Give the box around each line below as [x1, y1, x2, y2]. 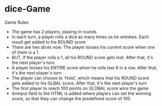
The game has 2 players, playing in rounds [11, 29, 97, 34]
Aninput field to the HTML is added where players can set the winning [11, 91, 151, 96]
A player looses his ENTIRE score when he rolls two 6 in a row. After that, [11, 64, 158, 71]
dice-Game [4, 3, 50, 15]
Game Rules [4, 19, 29, 25]
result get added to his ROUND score [11, 39, 86, 45]
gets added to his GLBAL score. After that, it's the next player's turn [11, 80, 147, 86]
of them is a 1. [11, 49, 40, 55]
